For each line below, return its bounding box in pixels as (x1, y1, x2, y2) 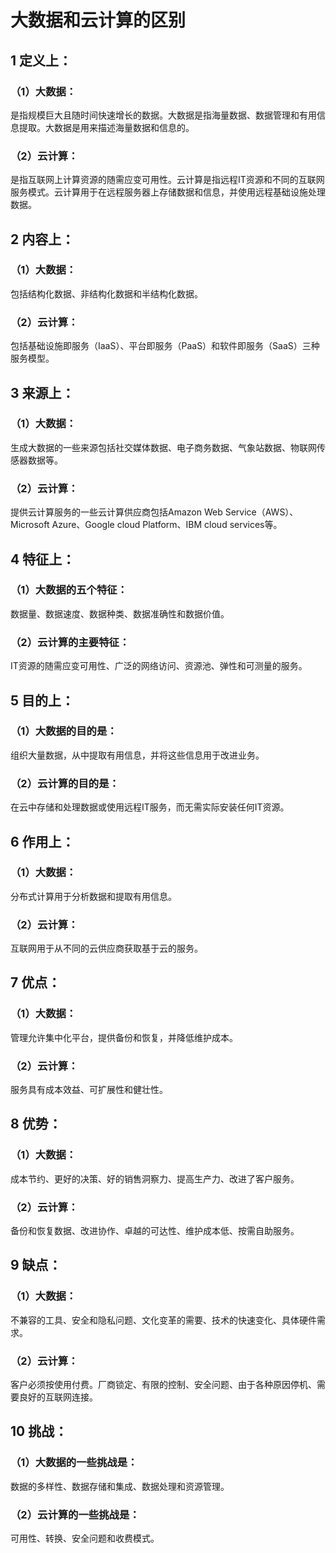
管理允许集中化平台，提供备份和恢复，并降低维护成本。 (10, 1031, 238, 1043)
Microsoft (10, 519, 50, 531)
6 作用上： (10, 833, 75, 850)
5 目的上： (10, 692, 75, 709)
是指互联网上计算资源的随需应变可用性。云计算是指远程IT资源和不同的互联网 (10, 174, 325, 186)
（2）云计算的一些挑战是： (10, 1507, 140, 1521)
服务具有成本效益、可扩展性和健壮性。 (10, 1084, 168, 1096)
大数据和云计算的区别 (10, 9, 187, 32)
